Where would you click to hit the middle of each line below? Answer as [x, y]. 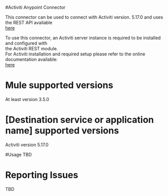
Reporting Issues [42, 175]
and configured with [26, 43]
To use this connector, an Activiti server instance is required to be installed [83, 38]
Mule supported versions [59, 85]
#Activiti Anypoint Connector [35, 7]
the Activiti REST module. [32, 48]
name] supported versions [62, 131]
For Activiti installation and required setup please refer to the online [75, 54]
